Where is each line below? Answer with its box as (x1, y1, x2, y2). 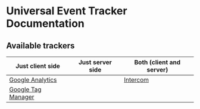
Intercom (124, 76, 149, 84)
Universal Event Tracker (6, 4, 127, 18)
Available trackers (6, 41, 75, 51)
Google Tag (9, 85, 42, 94)
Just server (78, 58, 112, 66)
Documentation (6, 17, 85, 30)
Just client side (15, 62, 61, 70)
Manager (9, 93, 35, 101)
